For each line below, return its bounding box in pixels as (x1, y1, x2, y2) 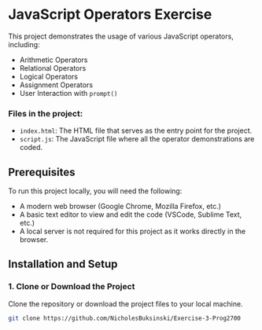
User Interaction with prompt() (19, 88, 118, 97)
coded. (19, 143, 43, 152)
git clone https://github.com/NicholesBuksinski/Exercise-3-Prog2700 (8, 314, 242, 322)
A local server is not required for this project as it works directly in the (19, 226, 246, 236)
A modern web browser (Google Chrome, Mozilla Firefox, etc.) (19, 202, 222, 211)
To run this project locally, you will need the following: (8, 186, 183, 196)
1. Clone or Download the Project (8, 281, 135, 292)
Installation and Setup (8, 258, 118, 271)
